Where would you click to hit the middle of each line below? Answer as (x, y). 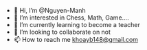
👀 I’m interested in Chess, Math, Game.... (71, 18)
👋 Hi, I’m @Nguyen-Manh (49, 10)
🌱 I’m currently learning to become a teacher (77, 25)
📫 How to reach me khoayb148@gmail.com (76, 40)
